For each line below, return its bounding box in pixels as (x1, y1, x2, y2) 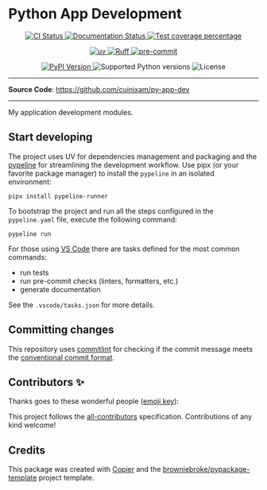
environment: (8, 176, 52, 187)
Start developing (8, 130, 93, 144)
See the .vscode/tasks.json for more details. (8, 299, 155, 310)
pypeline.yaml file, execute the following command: (8, 214, 177, 224)
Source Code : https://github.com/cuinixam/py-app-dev (8, 84, 190, 94)
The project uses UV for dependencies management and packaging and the (8, 152, 257, 161)
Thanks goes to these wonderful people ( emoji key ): (8, 396, 180, 406)
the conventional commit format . (8, 353, 115, 362)
